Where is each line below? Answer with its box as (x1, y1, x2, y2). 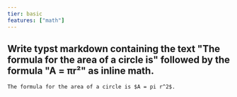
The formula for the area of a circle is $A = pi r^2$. (7, 84, 175, 91)
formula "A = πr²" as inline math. (7, 65, 154, 77)
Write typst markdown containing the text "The (7, 43, 221, 55)
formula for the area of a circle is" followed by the (7, 53, 230, 65)
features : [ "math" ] (7, 17, 65, 24)
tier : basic (7, 10, 42, 18)
